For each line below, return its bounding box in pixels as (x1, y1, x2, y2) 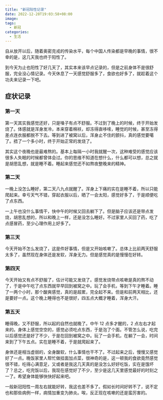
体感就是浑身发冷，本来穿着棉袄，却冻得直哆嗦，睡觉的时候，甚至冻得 (17, 126, 158, 132)
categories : (5, 30, 29, 34)
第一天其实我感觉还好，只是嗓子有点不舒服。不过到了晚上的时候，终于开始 (5, 120, 154, 126)
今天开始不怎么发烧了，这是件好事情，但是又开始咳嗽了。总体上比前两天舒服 (5, 246, 158, 251)
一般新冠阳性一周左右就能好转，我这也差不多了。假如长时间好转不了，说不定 (5, 383, 158, 389)
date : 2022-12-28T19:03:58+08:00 (5, 12, 73, 17)
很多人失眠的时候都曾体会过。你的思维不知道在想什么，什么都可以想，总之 (5, 154, 154, 160)
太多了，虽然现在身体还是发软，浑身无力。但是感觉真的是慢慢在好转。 (5, 252, 146, 258)
